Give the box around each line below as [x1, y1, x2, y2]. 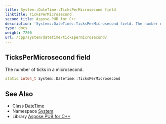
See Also [5, 90, 33, 98]
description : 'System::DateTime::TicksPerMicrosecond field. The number [5, 21, 158, 26]
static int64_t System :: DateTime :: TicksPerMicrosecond [5, 76, 121, 81]
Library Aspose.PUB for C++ [12, 114, 71, 120]
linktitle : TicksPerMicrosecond [5, 12, 72, 17]
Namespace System [12, 108, 53, 114]
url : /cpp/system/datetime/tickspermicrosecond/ [5, 35, 107, 40]
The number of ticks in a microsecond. [5, 66, 84, 72]
